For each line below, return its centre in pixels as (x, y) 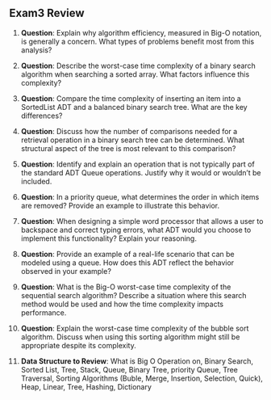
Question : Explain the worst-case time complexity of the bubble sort (135, 328)
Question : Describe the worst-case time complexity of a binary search (138, 65)
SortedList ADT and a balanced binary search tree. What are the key (134, 107)
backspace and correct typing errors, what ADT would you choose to (136, 229)
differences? (42, 116)
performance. (44, 312)
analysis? (36, 50)
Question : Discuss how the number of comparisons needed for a (129, 131)
